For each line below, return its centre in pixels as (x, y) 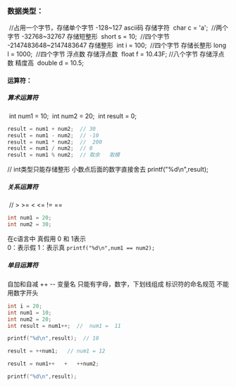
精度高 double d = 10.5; (50, 63)
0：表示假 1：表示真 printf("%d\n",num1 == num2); (81, 247)
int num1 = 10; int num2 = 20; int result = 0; (73, 116)
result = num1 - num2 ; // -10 (53, 135)
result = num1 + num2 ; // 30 (52, 129)
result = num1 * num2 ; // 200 (55, 142)
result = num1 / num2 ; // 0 (50, 148)
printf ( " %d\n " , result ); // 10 (53, 338)
